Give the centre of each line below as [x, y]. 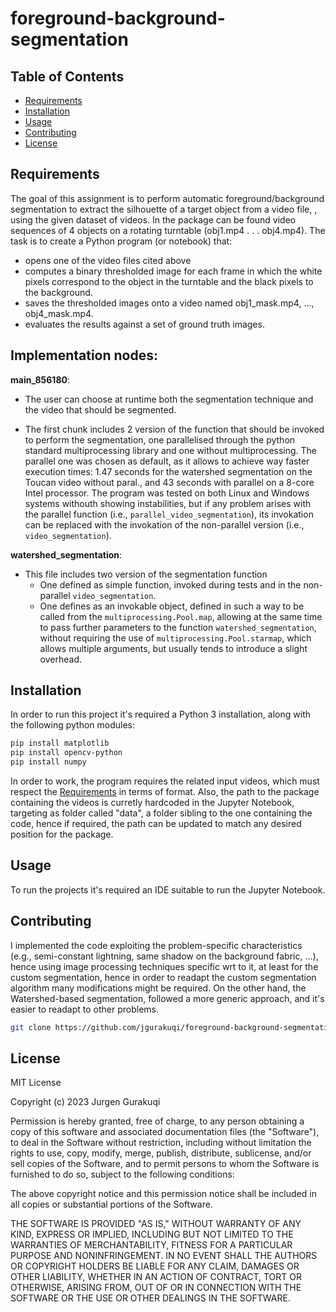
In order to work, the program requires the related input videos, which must [165, 781]
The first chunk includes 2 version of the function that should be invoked [174, 429]
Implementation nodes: [84, 355]
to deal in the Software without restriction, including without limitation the [161, 1143]
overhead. [61, 659]
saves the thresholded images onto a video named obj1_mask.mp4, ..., [169, 303]
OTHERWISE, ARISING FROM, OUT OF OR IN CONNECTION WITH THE [156, 1288]
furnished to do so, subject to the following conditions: [122, 1174]
